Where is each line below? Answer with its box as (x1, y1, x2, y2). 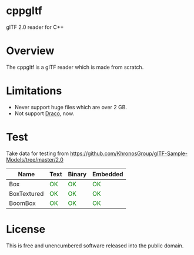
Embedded (92, 170, 123, 178)
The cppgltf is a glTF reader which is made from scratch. (6, 63, 144, 71)
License (6, 222, 46, 236)
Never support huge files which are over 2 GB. (14, 103, 128, 110)
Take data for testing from (6, 150, 69, 157)
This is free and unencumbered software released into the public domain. (6, 242, 184, 249)
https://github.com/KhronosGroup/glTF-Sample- (70, 150, 188, 157)
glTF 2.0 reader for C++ (6, 24, 64, 31)
